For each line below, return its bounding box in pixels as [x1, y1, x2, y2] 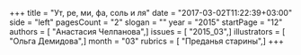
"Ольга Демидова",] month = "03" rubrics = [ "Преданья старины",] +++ [9, 35, 285, 46]
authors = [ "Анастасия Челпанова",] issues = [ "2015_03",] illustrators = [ [9, 27, 286, 36]
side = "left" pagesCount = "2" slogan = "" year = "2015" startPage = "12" [9, 17, 283, 27]
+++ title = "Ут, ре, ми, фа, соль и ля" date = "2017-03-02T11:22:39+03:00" [9, 8, 293, 18]
